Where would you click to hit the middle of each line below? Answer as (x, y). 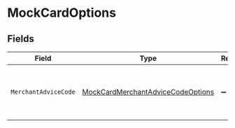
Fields (21, 39)
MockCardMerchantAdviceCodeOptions (148, 92)
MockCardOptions (62, 13)
